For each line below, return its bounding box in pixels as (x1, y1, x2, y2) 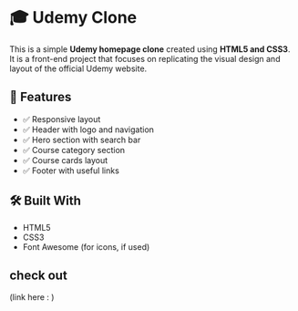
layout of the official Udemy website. (9, 63, 148, 74)
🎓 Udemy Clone (9, 7, 138, 28)
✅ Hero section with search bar (22, 134, 141, 145)
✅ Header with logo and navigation (22, 124, 155, 135)
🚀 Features (9, 89, 72, 105)
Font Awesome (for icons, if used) (22, 241, 150, 252)
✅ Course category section (22, 144, 126, 155)
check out (9, 267, 68, 283)
